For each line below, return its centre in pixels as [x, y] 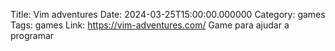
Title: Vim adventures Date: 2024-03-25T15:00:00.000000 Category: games [168, 14]
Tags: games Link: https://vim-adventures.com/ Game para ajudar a [150, 25]
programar [32, 35]
